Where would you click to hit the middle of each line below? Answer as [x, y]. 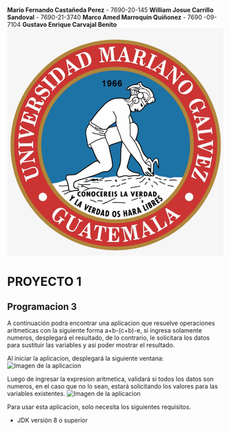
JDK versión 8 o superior [52, 420]
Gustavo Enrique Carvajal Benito [70, 24]
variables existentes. [36, 394]
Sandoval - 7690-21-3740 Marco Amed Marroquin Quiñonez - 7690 [105, 17]
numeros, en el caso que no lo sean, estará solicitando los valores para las [113, 386]
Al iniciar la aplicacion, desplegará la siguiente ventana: [85, 358]
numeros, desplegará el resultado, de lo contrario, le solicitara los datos [108, 338]
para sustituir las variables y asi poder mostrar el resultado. [91, 345]
